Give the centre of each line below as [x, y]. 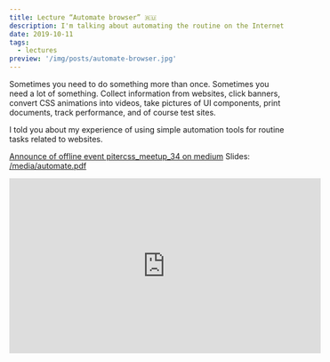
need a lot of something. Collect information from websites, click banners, [145, 93]
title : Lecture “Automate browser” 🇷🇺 [83, 17]
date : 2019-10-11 [41, 34]
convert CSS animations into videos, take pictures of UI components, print [145, 103]
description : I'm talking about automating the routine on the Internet [147, 26]
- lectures [37, 51]
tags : [19, 42]
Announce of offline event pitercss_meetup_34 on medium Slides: [130, 156]
